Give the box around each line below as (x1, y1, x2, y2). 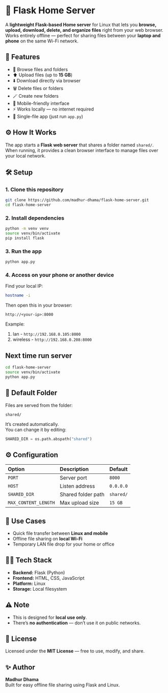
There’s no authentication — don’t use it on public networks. (12, 619, 141, 626)
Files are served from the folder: (5, 402, 73, 408)
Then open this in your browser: (5, 302, 72, 309)
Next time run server (5, 351, 72, 360)
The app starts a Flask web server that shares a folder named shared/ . (5, 142, 154, 148)
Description (60, 466, 89, 473)
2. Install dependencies (5, 214, 65, 222)
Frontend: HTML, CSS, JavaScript (12, 575, 85, 581)
